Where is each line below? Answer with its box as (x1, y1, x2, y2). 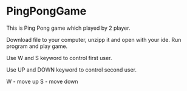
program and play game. (6, 42, 68, 50)
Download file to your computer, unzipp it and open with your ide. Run (6, 36, 182, 43)
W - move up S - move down (6, 78, 78, 85)
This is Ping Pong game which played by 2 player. (6, 24, 131, 32)
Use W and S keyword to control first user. (6, 54, 112, 61)
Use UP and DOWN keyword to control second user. (6, 66, 137, 73)
